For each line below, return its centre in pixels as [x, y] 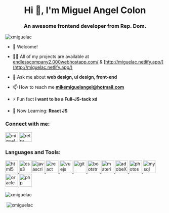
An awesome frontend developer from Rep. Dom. [85, 26]
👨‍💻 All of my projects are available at [51, 57]
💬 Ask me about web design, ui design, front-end [65, 77]
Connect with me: [28, 124]
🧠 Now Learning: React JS [40, 111]
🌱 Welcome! [25, 47]
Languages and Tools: [33, 152]
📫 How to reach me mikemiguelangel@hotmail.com [68, 87]
